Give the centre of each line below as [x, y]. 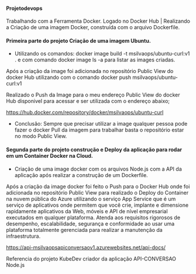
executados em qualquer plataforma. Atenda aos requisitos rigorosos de [93, 217]
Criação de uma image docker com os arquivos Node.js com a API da [98, 169]
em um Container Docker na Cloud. [50, 156]
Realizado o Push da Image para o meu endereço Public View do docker [93, 95]
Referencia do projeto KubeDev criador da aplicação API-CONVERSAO [91, 259]
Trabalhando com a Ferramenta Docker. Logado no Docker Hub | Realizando [98, 21]
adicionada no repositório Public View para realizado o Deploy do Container [97, 192]
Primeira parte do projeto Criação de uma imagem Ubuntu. [78, 40]
